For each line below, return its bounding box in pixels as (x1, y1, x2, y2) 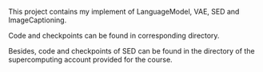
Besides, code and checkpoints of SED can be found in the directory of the (8, 46, 255, 55)
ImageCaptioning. (8, 15, 67, 25)
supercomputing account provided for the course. (8, 55, 173, 64)
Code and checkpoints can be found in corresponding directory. (8, 31, 220, 40)
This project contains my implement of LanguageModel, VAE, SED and (8, 7, 240, 16)
